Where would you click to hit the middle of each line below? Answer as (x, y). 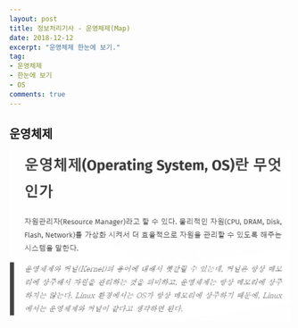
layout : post (33, 19)
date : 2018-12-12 (41, 38)
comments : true (37, 94)
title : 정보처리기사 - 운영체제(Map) (70, 28)
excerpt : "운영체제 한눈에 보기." (65, 47)
